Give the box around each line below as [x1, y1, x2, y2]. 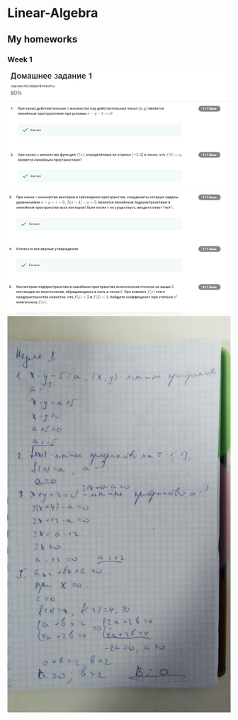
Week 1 [7, 55, 33, 64]
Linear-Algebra [7, 5, 98, 21]
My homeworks [7, 33, 78, 45]
